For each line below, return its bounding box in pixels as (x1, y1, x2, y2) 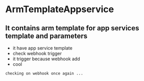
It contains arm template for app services (5, 24, 139, 32)
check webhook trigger (12, 51, 62, 56)
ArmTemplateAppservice (5, 4, 114, 15)
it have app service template (12, 45, 73, 51)
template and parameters (5, 31, 88, 40)
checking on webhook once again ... (5, 71, 83, 76)
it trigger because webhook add (12, 56, 80, 62)
